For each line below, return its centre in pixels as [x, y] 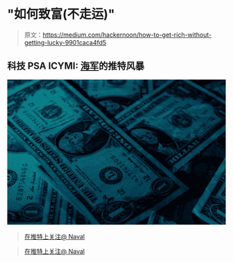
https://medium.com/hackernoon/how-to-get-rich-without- [127, 35]
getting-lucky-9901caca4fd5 [65, 42]
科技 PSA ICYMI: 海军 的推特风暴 [76, 66]
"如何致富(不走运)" [61, 14]
